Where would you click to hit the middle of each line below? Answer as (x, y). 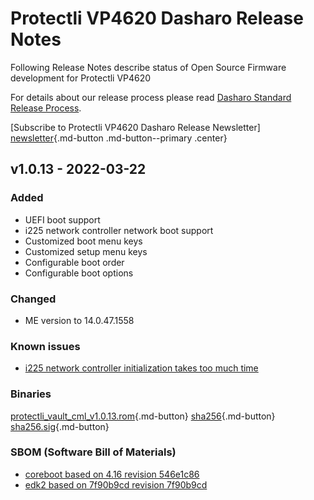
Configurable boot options (79, 273)
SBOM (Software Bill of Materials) (93, 452)
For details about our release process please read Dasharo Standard (151, 97)
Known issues (45, 346)
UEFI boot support (62, 219)
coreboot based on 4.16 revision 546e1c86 (112, 474)
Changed (33, 299)
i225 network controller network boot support (119, 230)
